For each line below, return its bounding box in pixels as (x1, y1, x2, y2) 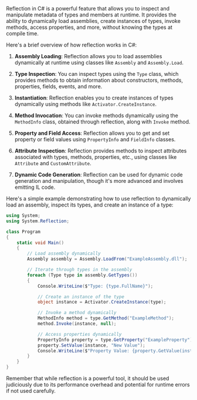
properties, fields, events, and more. (14, 83, 103, 90)
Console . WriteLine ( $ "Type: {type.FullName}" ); (37, 283, 154, 289)
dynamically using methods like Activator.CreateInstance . (14, 101, 157, 108)
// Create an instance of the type (37, 294, 125, 299)
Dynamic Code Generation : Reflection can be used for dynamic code (14, 171, 183, 178)
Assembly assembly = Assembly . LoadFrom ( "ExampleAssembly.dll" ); (27, 256, 188, 262)
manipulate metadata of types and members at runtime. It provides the (6, 11, 177, 18)
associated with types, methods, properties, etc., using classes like (14, 154, 177, 161)
